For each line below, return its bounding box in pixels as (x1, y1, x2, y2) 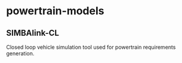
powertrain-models (6, 4, 104, 18)
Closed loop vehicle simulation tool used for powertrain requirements (6, 43, 176, 51)
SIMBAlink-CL (6, 28, 60, 38)
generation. (6, 50, 35, 57)
